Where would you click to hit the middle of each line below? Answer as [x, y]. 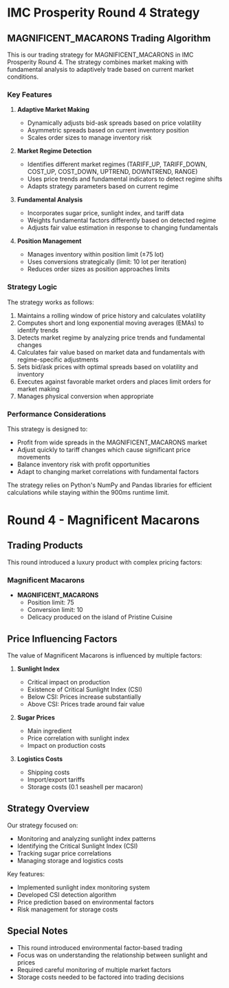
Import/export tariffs [56, 780]
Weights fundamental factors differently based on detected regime [122, 220]
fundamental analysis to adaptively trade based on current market [100, 69]
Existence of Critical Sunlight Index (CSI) [85, 689]
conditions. [23, 77]
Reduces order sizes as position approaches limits [99, 269]
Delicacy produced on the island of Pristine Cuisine [100, 617]
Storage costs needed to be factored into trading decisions [100, 977]
